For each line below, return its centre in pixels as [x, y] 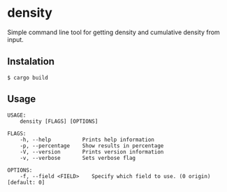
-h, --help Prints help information [87, 140]
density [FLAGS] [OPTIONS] [59, 121]
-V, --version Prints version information [92, 152]
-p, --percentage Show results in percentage [92, 146]
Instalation [31, 62]
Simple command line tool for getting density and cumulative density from [113, 32]
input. [16, 39]
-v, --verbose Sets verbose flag [78, 158]
